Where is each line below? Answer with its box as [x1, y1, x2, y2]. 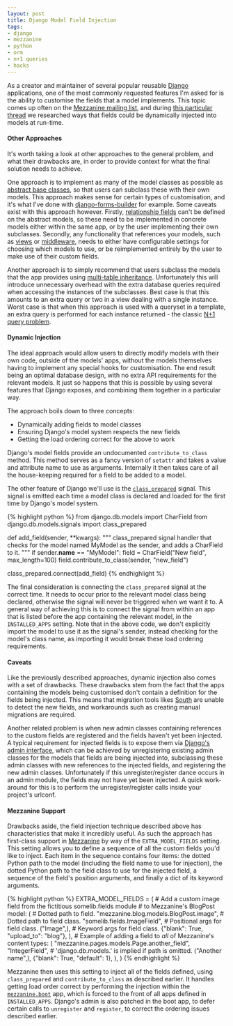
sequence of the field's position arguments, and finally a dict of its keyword [7, 874, 223, 882]
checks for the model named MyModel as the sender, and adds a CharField [7, 541, 223, 549]
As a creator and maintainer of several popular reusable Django [7, 81, 189, 89]
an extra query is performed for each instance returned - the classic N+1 [7, 309, 216, 318]
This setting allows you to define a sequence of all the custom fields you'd [7, 844, 220, 852]
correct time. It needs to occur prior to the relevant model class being [7, 590, 207, 599]
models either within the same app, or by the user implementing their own [7, 222, 219, 231]
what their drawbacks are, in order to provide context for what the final [7, 157, 210, 165]
